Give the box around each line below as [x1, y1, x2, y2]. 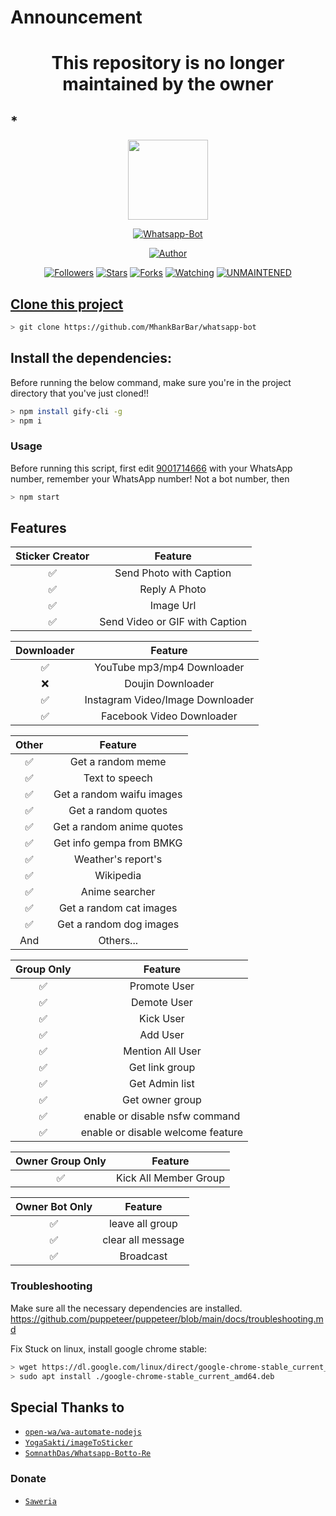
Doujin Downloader [124, 677, 215, 691]
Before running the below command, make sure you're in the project [10, 376, 292, 388]
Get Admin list [129, 1077, 195, 1091]
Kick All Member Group [115, 1171, 225, 1185]
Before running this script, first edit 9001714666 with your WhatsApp [10, 462, 293, 474]
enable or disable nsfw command [83, 1109, 241, 1123]
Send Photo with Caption [114, 566, 232, 580]
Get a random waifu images [53, 787, 183, 801]
